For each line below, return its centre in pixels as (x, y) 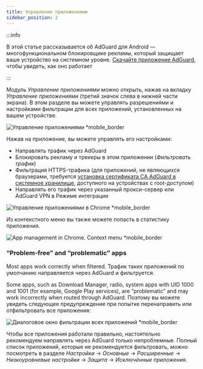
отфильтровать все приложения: (48, 310)
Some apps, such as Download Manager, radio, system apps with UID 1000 (100, 284)
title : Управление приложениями (47, 12)
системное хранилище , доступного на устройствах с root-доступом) (105, 183)
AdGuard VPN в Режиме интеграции (62, 195)
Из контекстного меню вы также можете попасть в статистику (88, 219)
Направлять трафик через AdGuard (61, 151)
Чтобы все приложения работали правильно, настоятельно (83, 334)
